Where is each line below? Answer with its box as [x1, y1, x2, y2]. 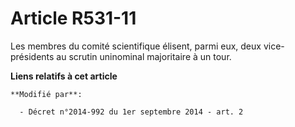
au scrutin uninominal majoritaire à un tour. [56, 50, 232, 62]
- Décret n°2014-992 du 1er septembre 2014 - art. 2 [19, 107, 244, 117]
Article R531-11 [10, 7, 137, 30]
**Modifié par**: [10, 89, 83, 99]
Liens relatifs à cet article [10, 70, 118, 82]
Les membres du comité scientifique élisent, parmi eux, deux [10, 40, 262, 52]
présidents [10, 50, 55, 62]
